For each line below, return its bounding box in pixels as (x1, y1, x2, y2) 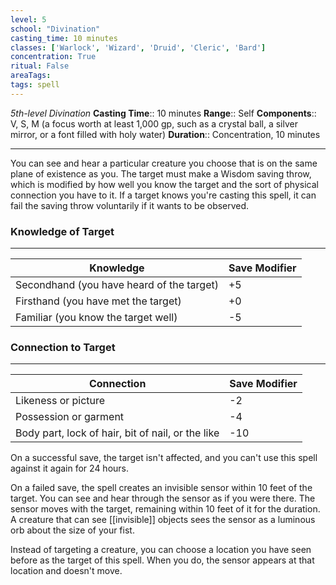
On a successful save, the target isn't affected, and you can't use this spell (10, 452, 318, 464)
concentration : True (10, 52, 97, 62)
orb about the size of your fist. (10, 524, 135, 536)
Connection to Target (10, 340, 116, 354)
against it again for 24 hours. (10, 462, 130, 475)
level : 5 (10, 14, 47, 25)
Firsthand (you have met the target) (15, 294, 182, 308)
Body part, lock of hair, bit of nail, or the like (15, 426, 220, 440)
